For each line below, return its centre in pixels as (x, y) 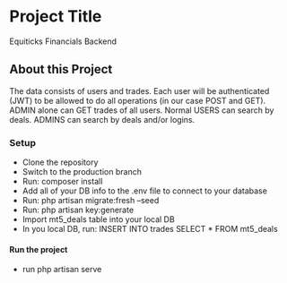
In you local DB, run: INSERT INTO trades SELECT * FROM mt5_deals (150, 229)
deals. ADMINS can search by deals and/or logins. (102, 119)
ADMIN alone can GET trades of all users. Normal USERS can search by (142, 110)
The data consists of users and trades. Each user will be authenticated (139, 90)
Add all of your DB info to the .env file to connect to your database (144, 191)
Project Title (56, 17)
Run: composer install (62, 182)
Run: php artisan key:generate (78, 210)
